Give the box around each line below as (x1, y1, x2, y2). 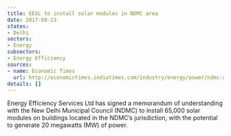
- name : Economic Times (7, 67, 76, 74)
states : (7, 23, 30, 30)
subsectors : (7, 49, 41, 56)
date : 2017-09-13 (7, 16, 57, 23)
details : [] (7, 80, 41, 87)
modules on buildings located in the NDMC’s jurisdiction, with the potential (7, 114, 218, 122)
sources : (7, 61, 32, 68)
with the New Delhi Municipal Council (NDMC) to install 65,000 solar (7, 106, 201, 115)
